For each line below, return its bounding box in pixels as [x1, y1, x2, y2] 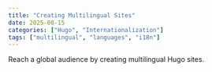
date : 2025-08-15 [8, 19, 65, 27]
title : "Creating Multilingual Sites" [8, 11, 136, 20]
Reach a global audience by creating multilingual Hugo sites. [8, 55, 205, 64]
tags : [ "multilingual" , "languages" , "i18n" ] [8, 33, 160, 41]
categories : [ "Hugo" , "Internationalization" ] [8, 26, 164, 34]
